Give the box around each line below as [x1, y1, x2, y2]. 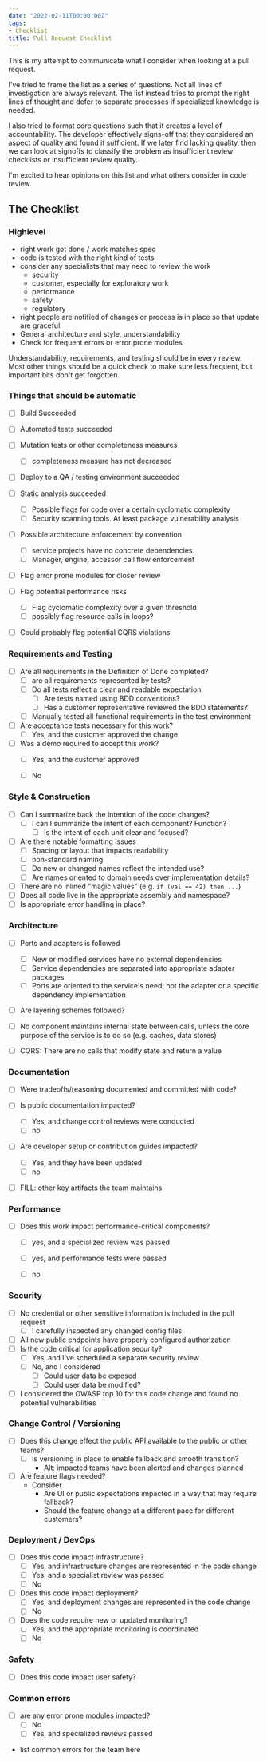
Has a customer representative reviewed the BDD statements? [43, 702, 249, 712]
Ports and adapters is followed [19, 938, 120, 948]
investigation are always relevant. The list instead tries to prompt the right [8, 89, 249, 98]
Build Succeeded [19, 409, 77, 418]
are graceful [19, 321, 61, 330]
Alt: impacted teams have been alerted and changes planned [43, 1463, 244, 1472]
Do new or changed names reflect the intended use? [31, 863, 205, 873]
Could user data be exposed [43, 1371, 137, 1380]
